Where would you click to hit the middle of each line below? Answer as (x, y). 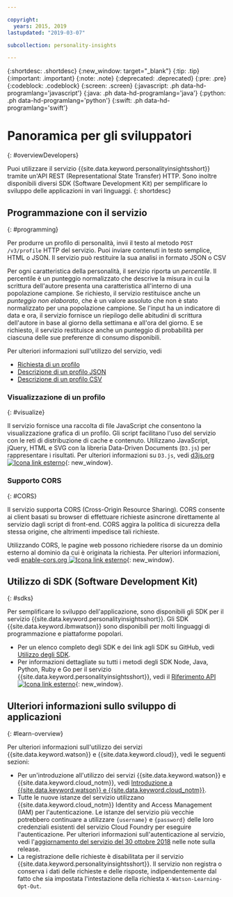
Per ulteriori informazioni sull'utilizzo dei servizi (75, 747)
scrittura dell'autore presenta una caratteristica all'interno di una (99, 286)
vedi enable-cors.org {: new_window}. (91, 559)
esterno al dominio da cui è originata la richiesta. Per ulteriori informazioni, (114, 552)
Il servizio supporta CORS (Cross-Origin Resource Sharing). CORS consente (116, 509)
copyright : (23, 19)
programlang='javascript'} (45, 93)
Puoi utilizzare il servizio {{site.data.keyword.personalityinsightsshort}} (109, 169)
